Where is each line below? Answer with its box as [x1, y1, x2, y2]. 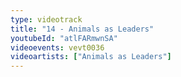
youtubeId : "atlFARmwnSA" [10, 33, 118, 43]
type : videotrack [10, 14, 83, 25]
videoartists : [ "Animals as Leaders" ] [10, 52, 172, 62]
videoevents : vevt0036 [10, 42, 105, 53]
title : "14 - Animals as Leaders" [10, 24, 155, 34]
